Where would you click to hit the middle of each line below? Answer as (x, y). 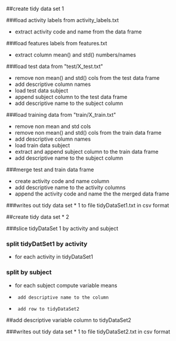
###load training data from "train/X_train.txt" (61, 115)
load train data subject (42, 145)
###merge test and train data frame (50, 170)
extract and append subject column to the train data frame (87, 152)
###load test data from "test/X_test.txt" (55, 66)
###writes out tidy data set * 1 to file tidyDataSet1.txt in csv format (88, 205)
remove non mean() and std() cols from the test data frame (87, 78)
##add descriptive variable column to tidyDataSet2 (69, 320)
